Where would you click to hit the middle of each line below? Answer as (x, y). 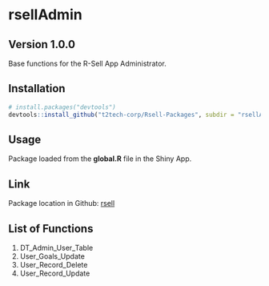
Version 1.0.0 (42, 44)
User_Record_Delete (54, 265)
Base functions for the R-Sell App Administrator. (87, 63)
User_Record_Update (55, 273)
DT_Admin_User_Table (56, 248)
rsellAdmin (45, 15)
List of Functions (51, 229)
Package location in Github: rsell (62, 203)
